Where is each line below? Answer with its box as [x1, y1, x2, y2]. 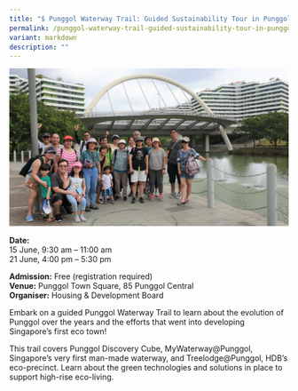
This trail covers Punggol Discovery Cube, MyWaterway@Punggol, [9, 343, 254, 354]
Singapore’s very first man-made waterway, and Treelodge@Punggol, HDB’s [9, 352, 288, 363]
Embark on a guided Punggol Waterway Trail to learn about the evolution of [9, 307, 284, 317]
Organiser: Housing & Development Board [9, 290, 164, 300]
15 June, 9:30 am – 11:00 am [9, 244, 113, 255]
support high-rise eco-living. [9, 371, 114, 382]
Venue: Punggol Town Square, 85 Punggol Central [9, 280, 194, 291]
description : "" [9, 43, 69, 52]
